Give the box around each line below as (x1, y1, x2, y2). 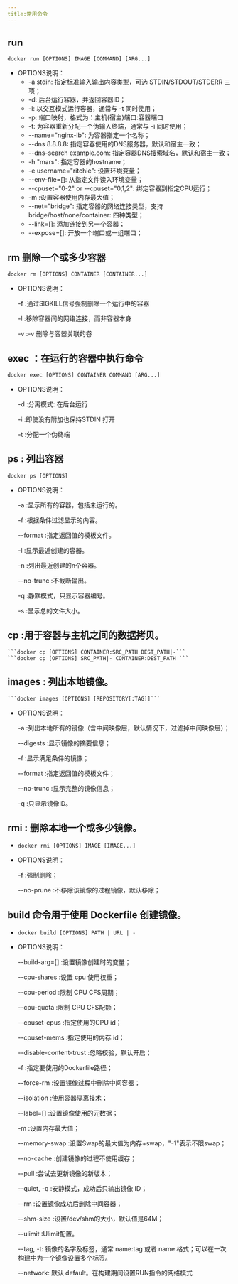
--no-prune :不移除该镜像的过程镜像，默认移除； (17, 886, 161, 895)
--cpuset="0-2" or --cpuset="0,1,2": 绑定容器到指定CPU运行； (28, 184, 212, 193)
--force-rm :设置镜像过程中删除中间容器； (17, 1079, 141, 1087)
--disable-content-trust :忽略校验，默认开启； (17, 1049, 152, 1057)
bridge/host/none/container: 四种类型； (28, 211, 144, 220)
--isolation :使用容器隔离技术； (17, 1094, 108, 1102)
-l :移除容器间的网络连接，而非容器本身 (17, 314, 132, 323)
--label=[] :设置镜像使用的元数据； (17, 1109, 119, 1118)
